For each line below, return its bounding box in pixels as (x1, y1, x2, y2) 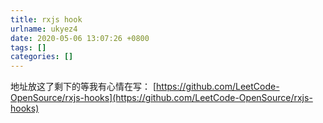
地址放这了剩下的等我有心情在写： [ (10, 81, 157, 93)
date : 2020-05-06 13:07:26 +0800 (10, 33, 150, 43)
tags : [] (10, 42, 47, 53)
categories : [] (10, 52, 74, 62)
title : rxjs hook (10, 14, 83, 25)
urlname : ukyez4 (10, 24, 78, 34)
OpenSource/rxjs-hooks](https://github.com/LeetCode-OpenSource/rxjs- (10, 92, 313, 104)
